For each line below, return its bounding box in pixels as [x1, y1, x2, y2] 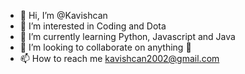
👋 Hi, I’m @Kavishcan [19, 10, 108, 21]
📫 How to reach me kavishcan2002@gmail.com [19, 53, 220, 64]
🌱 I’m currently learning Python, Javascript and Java [19, 31, 236, 42]
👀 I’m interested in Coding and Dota [19, 20, 167, 32]
